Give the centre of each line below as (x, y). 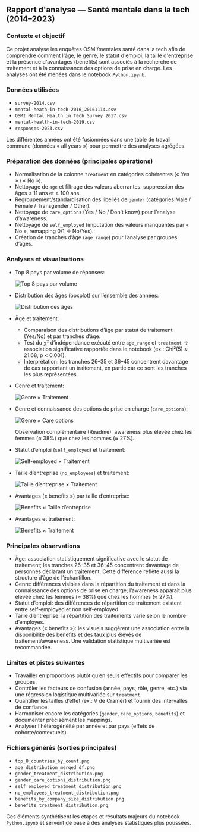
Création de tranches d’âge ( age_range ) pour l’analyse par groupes (96, 237)
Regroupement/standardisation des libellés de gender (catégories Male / (103, 199)
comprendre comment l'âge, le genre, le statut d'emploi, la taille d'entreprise (100, 55)
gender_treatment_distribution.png (59, 774)
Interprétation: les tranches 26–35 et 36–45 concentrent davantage (106, 361)
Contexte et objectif (36, 36)
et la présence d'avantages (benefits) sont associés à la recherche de (91, 61)
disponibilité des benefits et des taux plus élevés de (78, 634)
